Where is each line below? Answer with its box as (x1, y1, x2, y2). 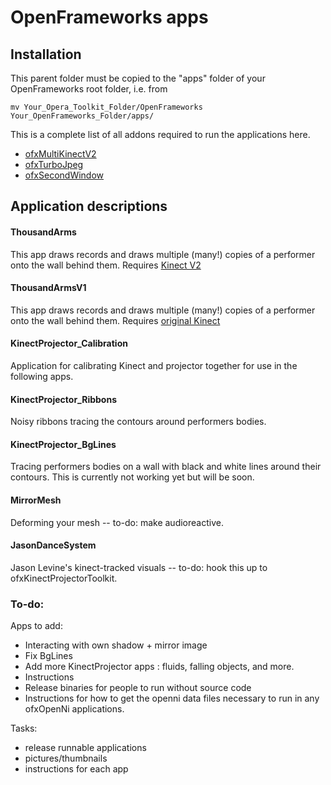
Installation (10, 46, 82, 63)
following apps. (10, 371, 74, 382)
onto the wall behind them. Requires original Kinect (10, 314, 221, 326)
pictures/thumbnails (24, 752, 108, 765)
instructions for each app (24, 763, 129, 775)
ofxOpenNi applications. (24, 703, 125, 715)
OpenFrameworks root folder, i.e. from (10, 83, 168, 95)
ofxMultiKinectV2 (24, 148, 97, 160)
